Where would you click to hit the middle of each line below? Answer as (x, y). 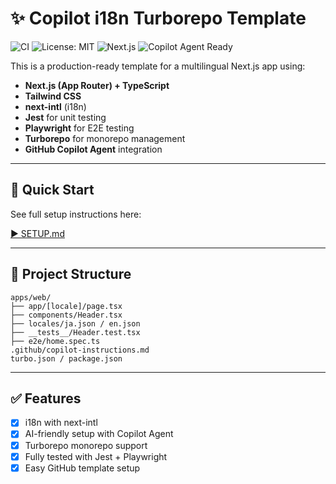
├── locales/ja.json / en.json (75, 323)
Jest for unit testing (65, 117)
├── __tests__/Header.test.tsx (75, 332)
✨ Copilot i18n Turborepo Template (158, 18)
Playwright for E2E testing (79, 128)
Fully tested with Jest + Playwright (96, 456)
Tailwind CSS (53, 96)
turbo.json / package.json (66, 358)
